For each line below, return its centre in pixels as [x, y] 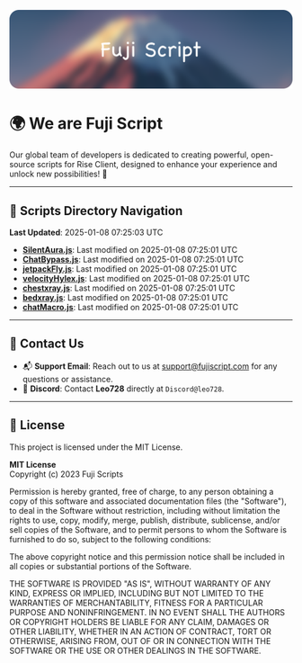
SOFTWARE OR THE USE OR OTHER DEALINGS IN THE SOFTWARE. [135, 650]
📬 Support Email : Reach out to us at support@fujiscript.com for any [150, 366]
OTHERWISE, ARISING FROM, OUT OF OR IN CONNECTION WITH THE [140, 641]
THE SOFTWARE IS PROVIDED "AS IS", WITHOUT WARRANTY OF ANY [140, 583]
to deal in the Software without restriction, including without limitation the [145, 510]
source [22, 165]
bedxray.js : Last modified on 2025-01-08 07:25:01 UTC [125, 298]
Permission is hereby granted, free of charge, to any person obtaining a [142, 491]
